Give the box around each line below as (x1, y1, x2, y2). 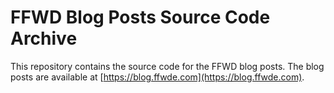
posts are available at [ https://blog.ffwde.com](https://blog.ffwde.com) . (10, 71, 305, 83)
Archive (10, 27, 78, 50)
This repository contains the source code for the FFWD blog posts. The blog (10, 60, 325, 72)
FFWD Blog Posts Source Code (10, 6, 271, 29)
